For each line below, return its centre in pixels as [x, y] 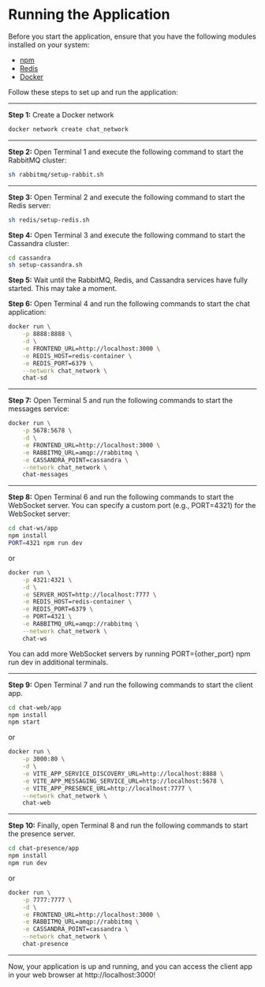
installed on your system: [49, 44]
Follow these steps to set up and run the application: [93, 92]
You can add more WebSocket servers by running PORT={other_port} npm [129, 653]
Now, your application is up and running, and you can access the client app [130, 966]
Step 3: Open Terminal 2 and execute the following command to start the [127, 197]
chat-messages [45, 475]
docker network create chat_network [68, 129]
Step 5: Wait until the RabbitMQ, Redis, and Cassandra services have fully [128, 280]
